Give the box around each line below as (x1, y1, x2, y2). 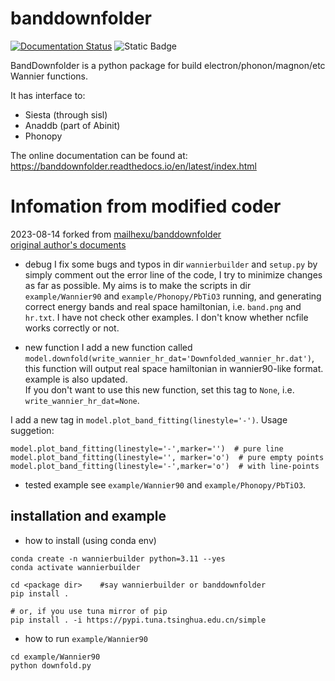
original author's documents (10, 238, 127, 251)
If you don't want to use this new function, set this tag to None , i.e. (24, 383, 295, 396)
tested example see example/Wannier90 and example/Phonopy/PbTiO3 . (24, 478, 307, 491)
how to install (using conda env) (24, 534, 157, 546)
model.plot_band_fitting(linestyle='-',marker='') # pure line (10, 443, 284, 454)
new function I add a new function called (24, 341, 193, 353)
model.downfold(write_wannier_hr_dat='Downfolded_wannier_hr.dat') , (24, 352, 315, 364)
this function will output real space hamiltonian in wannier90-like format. (24, 362, 324, 374)
